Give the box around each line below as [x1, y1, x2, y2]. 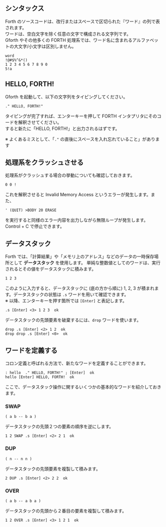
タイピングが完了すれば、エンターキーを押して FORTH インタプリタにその [5, 113, 158, 119]
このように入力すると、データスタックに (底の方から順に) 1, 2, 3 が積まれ [5, 285, 155, 291]
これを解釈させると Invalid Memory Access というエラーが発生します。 [5, 192, 151, 198]
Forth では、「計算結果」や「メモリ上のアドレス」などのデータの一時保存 [5, 254, 155, 260]
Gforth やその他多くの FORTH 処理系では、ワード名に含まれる [5, 37, 133, 43]
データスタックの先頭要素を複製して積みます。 [5, 466, 101, 472]
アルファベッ [132, 37, 159, 43]
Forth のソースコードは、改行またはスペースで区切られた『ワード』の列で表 [5, 18, 161, 24]
